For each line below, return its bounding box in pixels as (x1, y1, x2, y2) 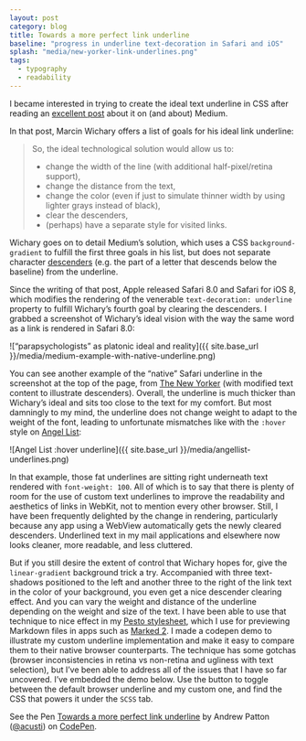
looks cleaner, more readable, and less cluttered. (9, 539, 194, 550)
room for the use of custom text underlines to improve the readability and (9, 490, 285, 501)
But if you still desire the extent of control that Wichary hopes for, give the (9, 557, 288, 568)
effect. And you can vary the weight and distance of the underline (9, 596, 258, 607)
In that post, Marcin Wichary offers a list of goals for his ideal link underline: (9, 125, 294, 136)
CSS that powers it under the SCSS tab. (9, 693, 153, 704)
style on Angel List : (9, 426, 82, 437)
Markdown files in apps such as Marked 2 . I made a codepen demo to (9, 625, 272, 636)
